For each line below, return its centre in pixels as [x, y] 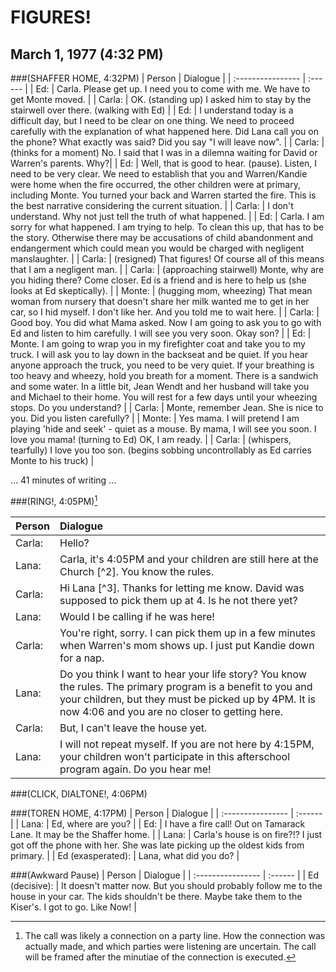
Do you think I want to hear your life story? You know [183, 674]
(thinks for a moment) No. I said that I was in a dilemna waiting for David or [164, 152]
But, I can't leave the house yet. [133, 728]
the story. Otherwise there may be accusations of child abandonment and [162, 237]
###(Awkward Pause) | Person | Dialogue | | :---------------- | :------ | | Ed [165, 875]
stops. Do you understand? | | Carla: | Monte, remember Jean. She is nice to [167, 407]
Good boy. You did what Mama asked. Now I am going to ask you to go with [166, 322]
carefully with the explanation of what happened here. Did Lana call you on [165, 131]
